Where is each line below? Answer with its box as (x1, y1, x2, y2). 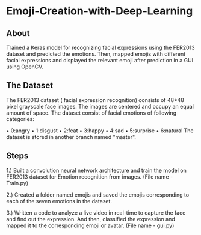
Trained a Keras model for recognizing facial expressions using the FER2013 (6, 44, 195, 51)
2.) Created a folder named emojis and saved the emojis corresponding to (6, 191, 190, 198)
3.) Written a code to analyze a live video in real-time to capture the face (6, 209, 186, 216)
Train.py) (6, 179, 29, 186)
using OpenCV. (6, 63, 44, 70)
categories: (6, 115, 34, 122)
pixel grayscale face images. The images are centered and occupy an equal (6, 103, 194, 110)
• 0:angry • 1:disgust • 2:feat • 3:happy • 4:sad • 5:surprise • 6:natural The (6, 127, 194, 134)
